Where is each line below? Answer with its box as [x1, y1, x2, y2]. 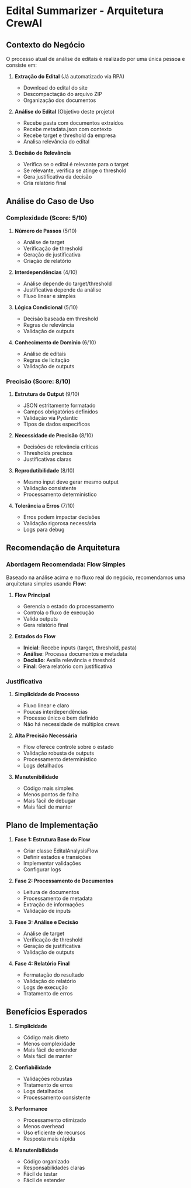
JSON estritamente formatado [23, 402, 96, 409]
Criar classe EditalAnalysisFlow [23, 847, 99, 854]
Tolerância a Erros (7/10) [14, 502, 75, 509]
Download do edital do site [23, 84, 88, 91]
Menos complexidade [23, 1040, 76, 1047]
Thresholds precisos [23, 449, 73, 456]
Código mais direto [23, 1033, 69, 1040]
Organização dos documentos [23, 97, 96, 104]
